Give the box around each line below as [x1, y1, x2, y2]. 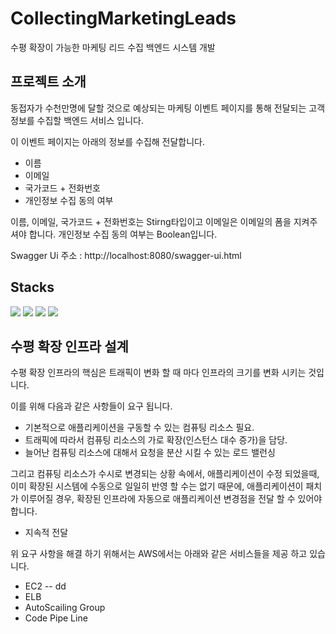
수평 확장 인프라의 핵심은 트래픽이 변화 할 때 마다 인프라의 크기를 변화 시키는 [10, 367, 307, 379]
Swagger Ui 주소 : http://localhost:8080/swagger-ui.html [10, 249, 242, 261]
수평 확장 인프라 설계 [10, 338, 129, 355]
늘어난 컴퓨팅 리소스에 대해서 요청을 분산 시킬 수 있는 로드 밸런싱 [24, 447, 276, 459]
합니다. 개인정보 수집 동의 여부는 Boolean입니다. [28, 228, 218, 240]
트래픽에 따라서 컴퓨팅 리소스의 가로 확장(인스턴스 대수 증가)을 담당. [24, 434, 288, 446]
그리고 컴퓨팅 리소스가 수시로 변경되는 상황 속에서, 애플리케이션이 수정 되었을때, [10, 468, 320, 480]
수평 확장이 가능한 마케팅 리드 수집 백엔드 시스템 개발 [10, 41, 216, 53]
